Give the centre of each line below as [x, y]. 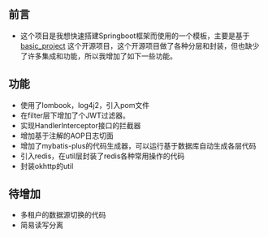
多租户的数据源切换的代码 [63, 215]
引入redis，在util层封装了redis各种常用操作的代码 [102, 156]
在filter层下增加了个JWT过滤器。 [75, 115]
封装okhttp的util [47, 166]
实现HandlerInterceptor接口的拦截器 [80, 125]
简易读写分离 [41, 225]
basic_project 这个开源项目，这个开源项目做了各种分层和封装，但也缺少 [140, 45]
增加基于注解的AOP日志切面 [67, 136]
